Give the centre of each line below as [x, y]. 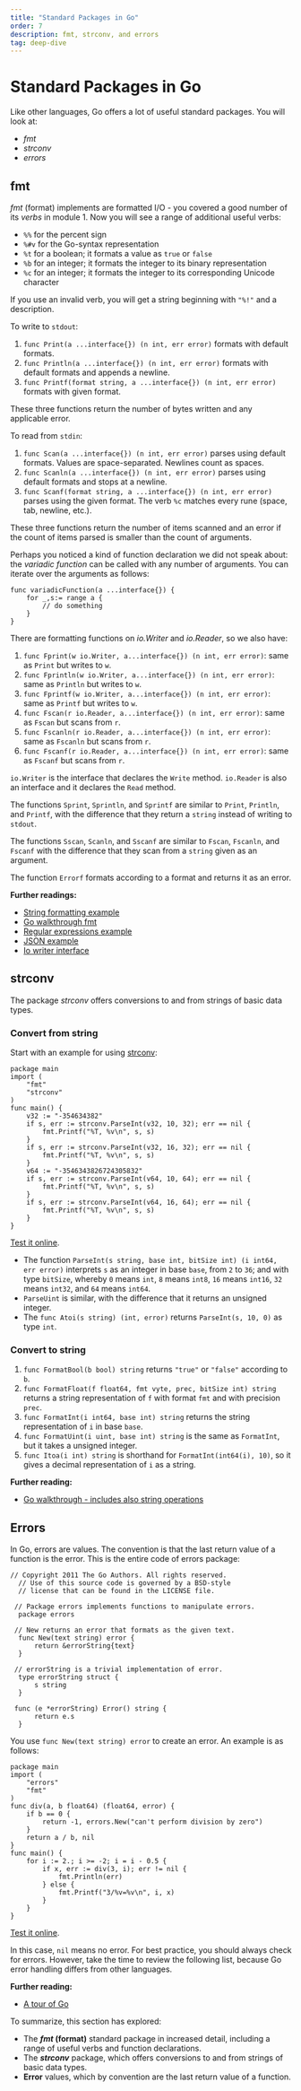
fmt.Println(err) [90, 1877]
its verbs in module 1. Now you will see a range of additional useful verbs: [146, 217]
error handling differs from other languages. [91, 1969]
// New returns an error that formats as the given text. [125, 1630]
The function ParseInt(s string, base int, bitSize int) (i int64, [150, 1260]
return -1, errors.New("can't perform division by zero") [153, 1822]
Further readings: [43, 895]
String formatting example [71, 912]
